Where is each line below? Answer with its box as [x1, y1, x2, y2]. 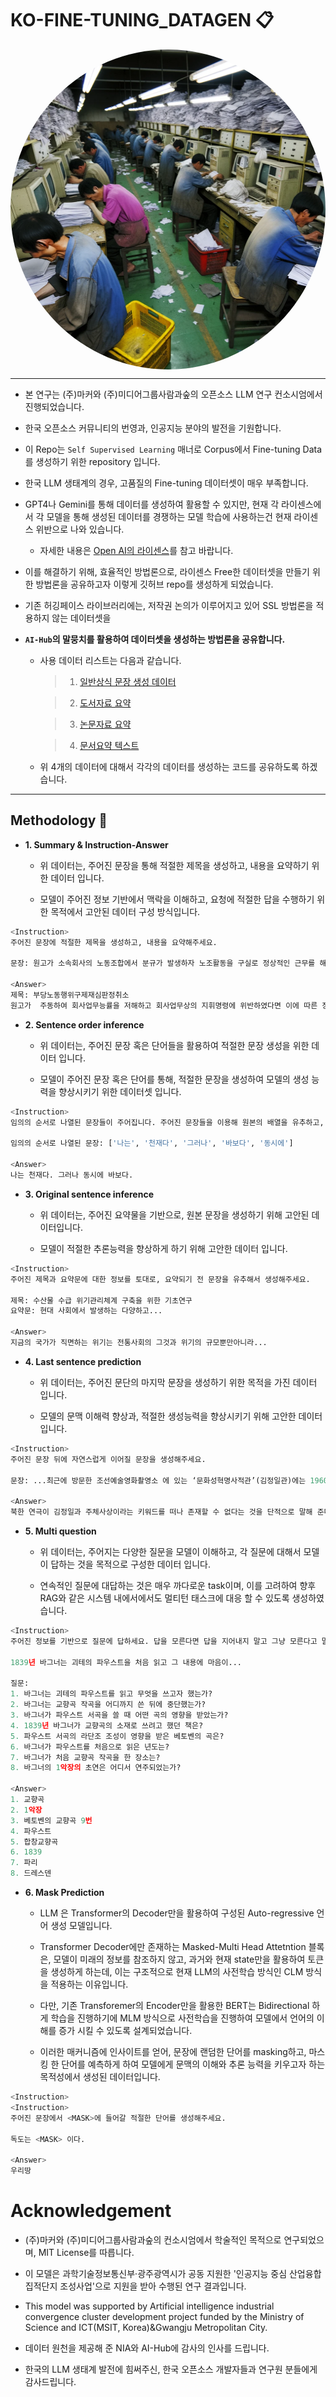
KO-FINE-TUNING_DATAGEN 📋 [10, 9, 275, 32]
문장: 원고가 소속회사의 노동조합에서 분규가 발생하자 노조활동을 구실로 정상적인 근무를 [10, 958, 316, 969]
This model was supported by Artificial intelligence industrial [24, 2300, 275, 2312]
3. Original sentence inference [24, 1188, 154, 1200]
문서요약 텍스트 [79, 739, 140, 751]
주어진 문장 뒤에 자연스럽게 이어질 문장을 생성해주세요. [10, 1454, 207, 1464]
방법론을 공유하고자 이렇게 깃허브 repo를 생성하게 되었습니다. [35, 578, 274, 590]
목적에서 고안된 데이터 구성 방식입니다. [50, 905, 201, 917]
